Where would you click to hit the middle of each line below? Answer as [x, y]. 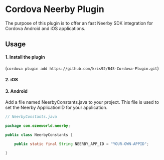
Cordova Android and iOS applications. [45, 28]
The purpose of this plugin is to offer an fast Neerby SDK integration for [79, 23]
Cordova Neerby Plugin [55, 9]
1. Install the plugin [25, 57]
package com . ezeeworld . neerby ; [38, 126]
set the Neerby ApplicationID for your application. [56, 108]
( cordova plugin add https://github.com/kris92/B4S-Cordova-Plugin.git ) [82, 68]
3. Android [16, 91]
